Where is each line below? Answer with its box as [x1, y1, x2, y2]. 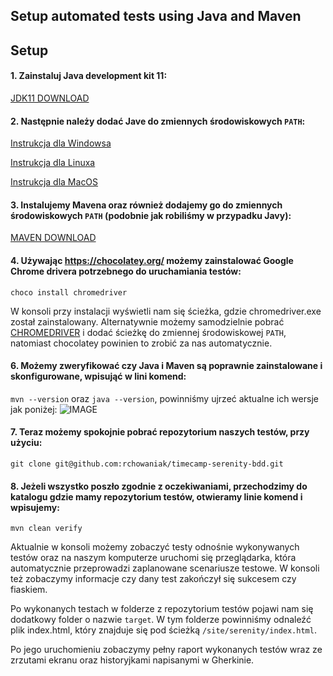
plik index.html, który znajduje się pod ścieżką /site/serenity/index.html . [10, 624, 317, 636]
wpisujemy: [10, 501, 60, 513]
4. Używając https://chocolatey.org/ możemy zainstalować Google [10, 254, 294, 266]
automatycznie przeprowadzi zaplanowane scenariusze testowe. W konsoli [10, 562, 320, 574]
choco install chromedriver [10, 287, 128, 298]
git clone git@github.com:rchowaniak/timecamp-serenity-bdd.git [10, 459, 284, 469]
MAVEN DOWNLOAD [10, 232, 97, 244]
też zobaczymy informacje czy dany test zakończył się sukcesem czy [10, 573, 297, 585]
